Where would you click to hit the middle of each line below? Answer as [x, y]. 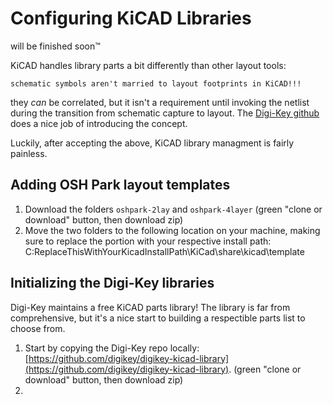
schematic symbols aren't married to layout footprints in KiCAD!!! [156, 83]
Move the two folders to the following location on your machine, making [172, 230]
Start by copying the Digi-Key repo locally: [112, 348]
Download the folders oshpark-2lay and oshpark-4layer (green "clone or [173, 209]
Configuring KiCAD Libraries [131, 18]
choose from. [38, 328]
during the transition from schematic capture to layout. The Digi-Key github [165, 113]
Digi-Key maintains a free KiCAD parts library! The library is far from [150, 307]
